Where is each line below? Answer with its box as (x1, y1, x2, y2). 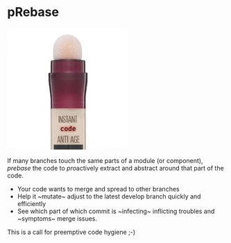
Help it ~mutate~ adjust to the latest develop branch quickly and (17, 192, 201, 201)
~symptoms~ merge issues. (17, 214, 98, 223)
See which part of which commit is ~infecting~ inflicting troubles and (17, 207, 215, 215)
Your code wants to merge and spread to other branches (17, 185, 180, 193)
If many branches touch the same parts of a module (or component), (7, 156, 203, 164)
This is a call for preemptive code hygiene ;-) (7, 228, 136, 236)
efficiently (17, 199, 46, 207)
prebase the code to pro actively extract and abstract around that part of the (7, 164, 224, 172)
